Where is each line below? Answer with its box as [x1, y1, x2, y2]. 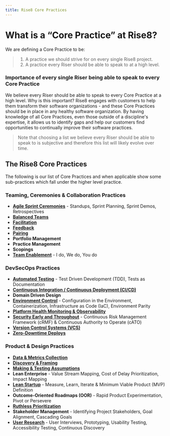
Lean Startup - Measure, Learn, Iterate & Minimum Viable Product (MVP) [12, 381, 165, 387]
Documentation [12, 281, 45, 287]
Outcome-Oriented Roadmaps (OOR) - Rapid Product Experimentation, [12, 392, 163, 398]
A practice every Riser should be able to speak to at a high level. [25, 62, 160, 68]
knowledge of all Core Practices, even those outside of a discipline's [5, 113, 149, 120]
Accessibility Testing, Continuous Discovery [12, 424, 105, 430]
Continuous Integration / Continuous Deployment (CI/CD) [12, 287, 137, 293]
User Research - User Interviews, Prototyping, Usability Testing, [12, 419, 148, 425]
